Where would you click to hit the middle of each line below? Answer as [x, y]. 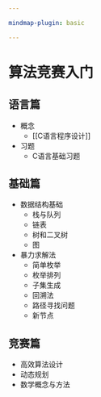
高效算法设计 [41, 365]
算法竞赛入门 [51, 72]
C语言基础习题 [56, 156]
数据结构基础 [41, 205]
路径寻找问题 [53, 305]
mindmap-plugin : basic [46, 23]
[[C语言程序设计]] [61, 136]
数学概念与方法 [45, 385]
